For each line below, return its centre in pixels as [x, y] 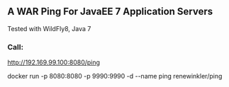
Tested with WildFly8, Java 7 [49, 28]
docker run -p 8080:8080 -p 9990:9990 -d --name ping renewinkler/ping [115, 76]
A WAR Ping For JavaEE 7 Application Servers [110, 12]
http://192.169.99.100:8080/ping [54, 62]
